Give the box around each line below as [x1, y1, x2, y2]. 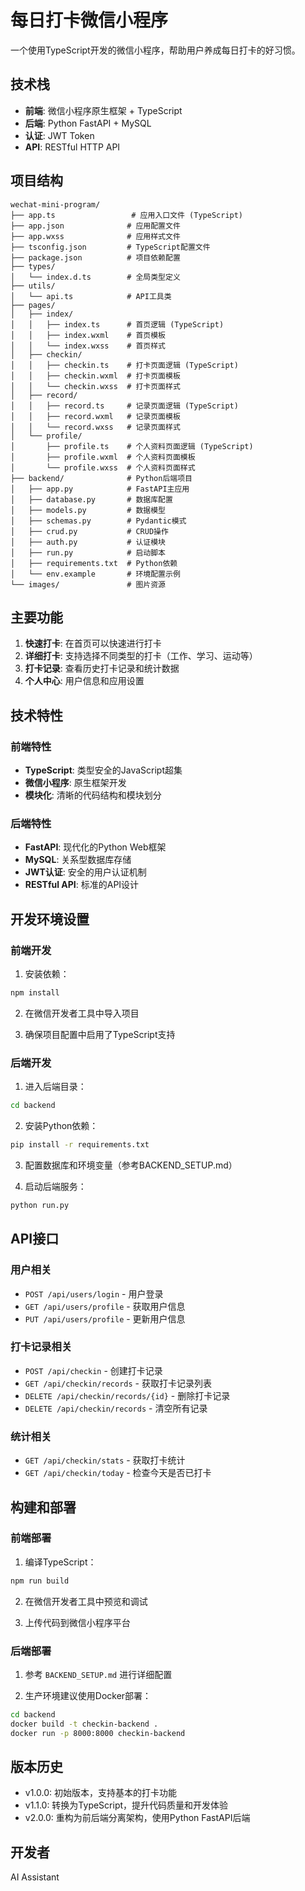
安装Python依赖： [24, 1120, 99, 1132]
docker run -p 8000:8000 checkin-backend [10, 1728, 186, 1738]
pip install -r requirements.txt [10, 1140, 150, 1150]
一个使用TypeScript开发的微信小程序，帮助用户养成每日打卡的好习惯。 [10, 44, 301, 56]
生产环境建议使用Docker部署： [24, 1689, 152, 1701]
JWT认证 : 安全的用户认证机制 [24, 866, 147, 878]
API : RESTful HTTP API [24, 141, 121, 153]
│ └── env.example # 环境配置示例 [10, 569, 181, 579]
